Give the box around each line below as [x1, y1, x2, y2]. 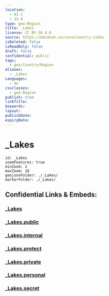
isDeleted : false [5, 40, 41, 45]
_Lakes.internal [5, 232, 43, 239]
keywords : [5, 104, 26, 109]
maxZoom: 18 [5, 168, 29, 173]
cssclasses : [5, 85, 29, 91]
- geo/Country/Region [9, 62, 54, 67]
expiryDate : [5, 117, 29, 123]
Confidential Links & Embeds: [5, 190, 97, 198]
